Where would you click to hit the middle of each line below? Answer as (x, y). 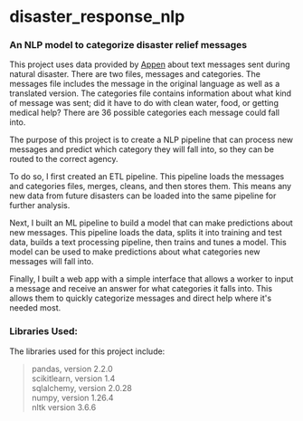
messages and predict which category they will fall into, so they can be (142, 149)
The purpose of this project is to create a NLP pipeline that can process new (151, 140)
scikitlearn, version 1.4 (73, 378)
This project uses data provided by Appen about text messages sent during (150, 64)
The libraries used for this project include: (87, 351)
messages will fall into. (52, 262)
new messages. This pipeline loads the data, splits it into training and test (146, 233)
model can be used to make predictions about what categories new (135, 252)
